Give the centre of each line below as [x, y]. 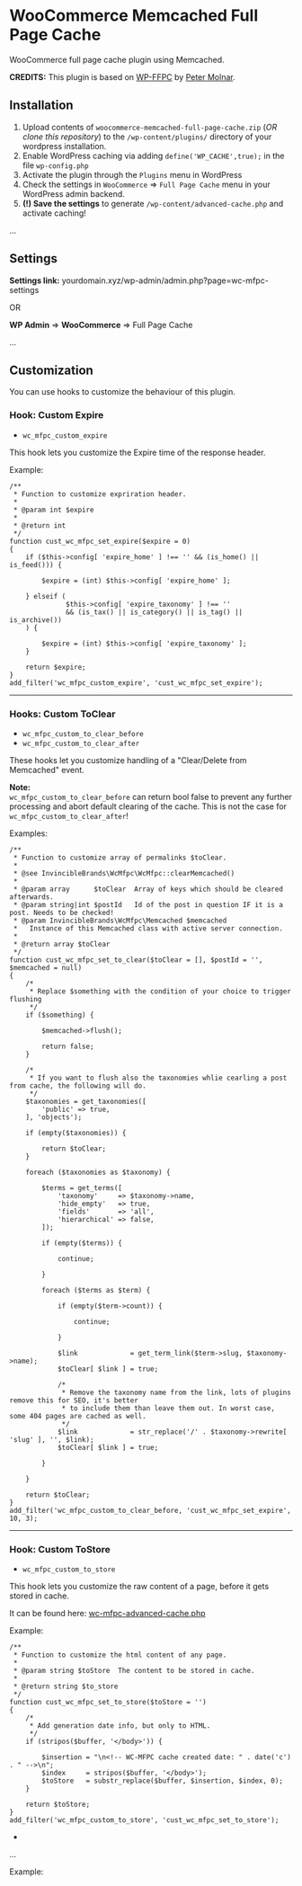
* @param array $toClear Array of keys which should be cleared [148, 889]
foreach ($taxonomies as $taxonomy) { [98, 1172]
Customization [52, 370]
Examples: [28, 833]
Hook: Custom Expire [57, 415]
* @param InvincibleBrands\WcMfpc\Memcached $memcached [120, 921]
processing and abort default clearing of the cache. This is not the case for [148, 806]
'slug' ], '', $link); [52, 1439]
